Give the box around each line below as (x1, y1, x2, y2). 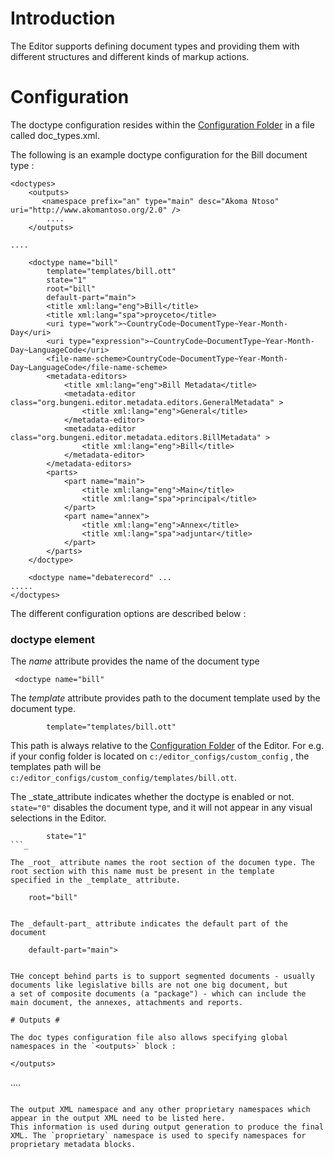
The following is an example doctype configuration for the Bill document (10, 148, 308, 161)
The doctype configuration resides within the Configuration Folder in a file (10, 118, 315, 131)
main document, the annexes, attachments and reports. (10, 998, 244, 1008)
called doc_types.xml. (10, 129, 101, 141)
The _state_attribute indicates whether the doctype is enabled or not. (10, 791, 295, 803)
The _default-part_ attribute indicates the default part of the (10, 919, 288, 929)
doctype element (10, 632, 95, 646)
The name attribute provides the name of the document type (10, 655, 260, 667)
